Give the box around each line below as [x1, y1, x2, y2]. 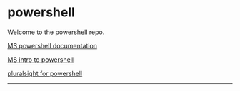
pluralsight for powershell [7, 69, 83, 77]
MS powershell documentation [7, 41, 98, 50]
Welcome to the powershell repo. [7, 28, 105, 36]
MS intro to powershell [7, 55, 74, 64]
